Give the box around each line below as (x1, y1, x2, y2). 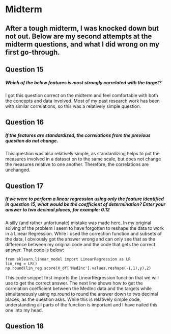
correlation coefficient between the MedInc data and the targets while (5, 285, 152, 292)
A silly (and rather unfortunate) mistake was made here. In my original (5, 220, 152, 226)
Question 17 (5, 181, 44, 190)
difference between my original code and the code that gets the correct (5, 241, 155, 247)
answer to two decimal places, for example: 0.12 (5, 207, 110, 213)
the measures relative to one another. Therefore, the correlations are (5, 161, 149, 168)
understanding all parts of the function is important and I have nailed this (5, 301, 158, 307)
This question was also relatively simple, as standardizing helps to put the (5, 151, 160, 157)
